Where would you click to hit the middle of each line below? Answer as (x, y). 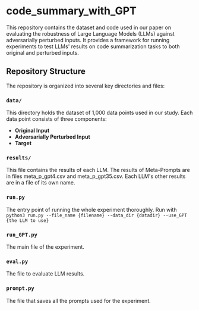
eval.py (17, 261)
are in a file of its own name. (41, 183)
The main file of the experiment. (45, 247)
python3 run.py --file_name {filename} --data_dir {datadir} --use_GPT (97, 215)
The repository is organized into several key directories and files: (86, 86)
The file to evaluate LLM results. (45, 274)
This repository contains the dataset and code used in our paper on (89, 27)
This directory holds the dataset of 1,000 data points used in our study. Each (99, 113)
